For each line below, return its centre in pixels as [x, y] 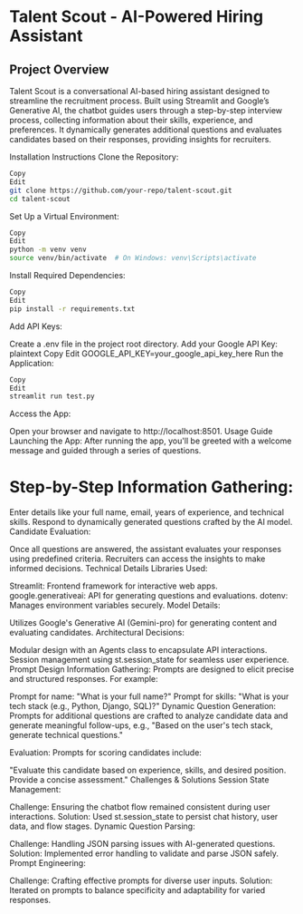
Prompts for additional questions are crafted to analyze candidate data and [149, 716]
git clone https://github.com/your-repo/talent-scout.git [121, 190]
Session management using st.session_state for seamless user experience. [149, 660]
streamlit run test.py [52, 396]
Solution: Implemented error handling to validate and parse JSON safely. [144, 853]
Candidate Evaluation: [50, 531]
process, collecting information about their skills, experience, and [131, 120]
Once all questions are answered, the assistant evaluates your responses [146, 549]
